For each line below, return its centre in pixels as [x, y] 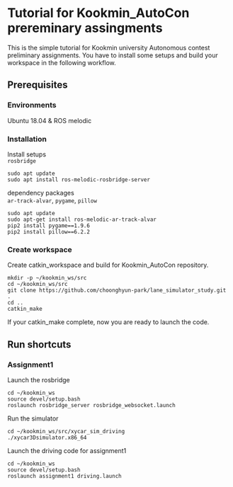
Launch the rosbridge [39, 379]
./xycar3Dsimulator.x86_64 [47, 437]
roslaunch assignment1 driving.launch [64, 476]
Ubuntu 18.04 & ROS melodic [50, 120]
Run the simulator [33, 418]
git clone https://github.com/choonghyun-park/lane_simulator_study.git [117, 291]
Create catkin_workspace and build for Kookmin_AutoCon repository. [108, 265]
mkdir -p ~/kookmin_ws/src [47, 278]
